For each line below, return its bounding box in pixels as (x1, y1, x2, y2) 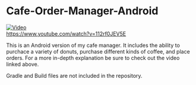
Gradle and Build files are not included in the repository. (6, 72, 143, 79)
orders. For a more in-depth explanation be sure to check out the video (6, 54, 180, 61)
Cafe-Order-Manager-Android (6, 4, 159, 18)
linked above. (6, 61, 39, 68)
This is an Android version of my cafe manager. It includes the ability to (6, 42, 180, 49)
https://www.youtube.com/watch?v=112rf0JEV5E (6, 30, 127, 37)
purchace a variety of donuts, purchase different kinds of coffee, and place (6, 48, 190, 55)
